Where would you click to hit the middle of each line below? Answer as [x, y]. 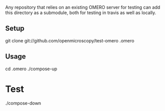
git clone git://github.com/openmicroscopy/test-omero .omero [70, 40]
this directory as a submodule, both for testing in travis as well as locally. [81, 13]
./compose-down [23, 103]
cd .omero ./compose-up [31, 69]
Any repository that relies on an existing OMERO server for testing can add [83, 7]
